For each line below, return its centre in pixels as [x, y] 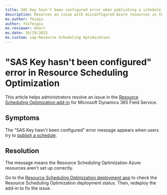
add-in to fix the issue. [28, 188]
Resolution [22, 151]
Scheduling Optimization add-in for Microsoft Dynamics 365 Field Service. [81, 102]
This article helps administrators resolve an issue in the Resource [72, 97]
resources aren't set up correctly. [39, 168]
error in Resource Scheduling [67, 73]
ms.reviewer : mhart [25, 28]
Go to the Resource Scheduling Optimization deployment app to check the [81, 178]
